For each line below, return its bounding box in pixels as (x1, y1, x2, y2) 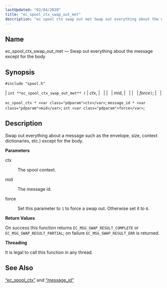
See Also (5, 264, 33, 272)
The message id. (17, 186, 52, 192)
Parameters (5, 147, 30, 153)
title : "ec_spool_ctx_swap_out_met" (5, 12, 81, 17)
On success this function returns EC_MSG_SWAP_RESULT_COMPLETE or (5, 225, 139, 231)
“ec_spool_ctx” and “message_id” (5, 277, 74, 283)
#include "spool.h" (5, 81, 46, 86)
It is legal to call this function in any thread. (5, 249, 93, 255)
